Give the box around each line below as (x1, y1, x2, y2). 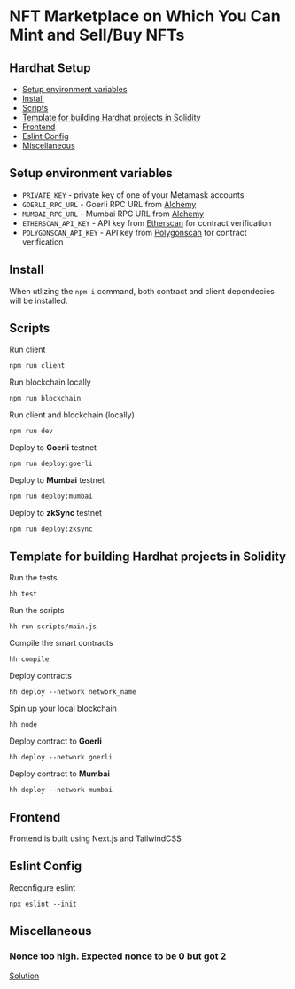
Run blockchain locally (9, 377, 91, 387)
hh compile (9, 655, 50, 664)
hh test (9, 589, 38, 599)
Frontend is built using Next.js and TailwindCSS (9, 833, 182, 844)
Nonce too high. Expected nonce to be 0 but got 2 (9, 950, 227, 962)
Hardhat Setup (9, 60, 91, 75)
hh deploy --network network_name (9, 688, 137, 697)
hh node (9, 720, 38, 729)
